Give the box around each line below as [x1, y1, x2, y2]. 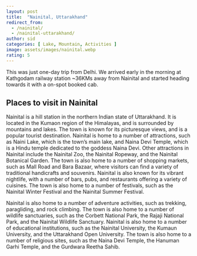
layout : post [6, 8, 38, 15]
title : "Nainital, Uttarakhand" [6, 14, 88, 20]
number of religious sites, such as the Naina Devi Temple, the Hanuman [6, 237, 179, 244]
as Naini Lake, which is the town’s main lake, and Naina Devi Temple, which [6, 139, 188, 146]
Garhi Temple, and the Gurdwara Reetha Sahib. [6, 243, 121, 250]
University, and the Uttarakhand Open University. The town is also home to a [6, 231, 192, 238]
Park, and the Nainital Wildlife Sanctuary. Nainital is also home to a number [6, 218, 187, 225]
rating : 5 [6, 52, 31, 58]
